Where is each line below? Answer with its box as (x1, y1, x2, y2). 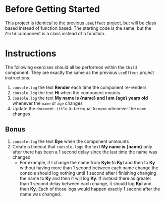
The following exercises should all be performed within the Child (5, 64, 137, 70)
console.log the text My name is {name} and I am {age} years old (12, 95, 148, 101)
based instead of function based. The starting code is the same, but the (5, 25, 152, 31)
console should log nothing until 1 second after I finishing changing (19, 170, 157, 176)
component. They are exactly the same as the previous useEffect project (5, 69, 155, 75)
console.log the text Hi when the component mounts (12, 89, 120, 95)
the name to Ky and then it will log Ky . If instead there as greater (19, 175, 152, 181)
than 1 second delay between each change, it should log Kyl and (19, 180, 152, 187)
